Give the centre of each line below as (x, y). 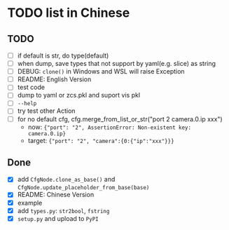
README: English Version (54, 79)
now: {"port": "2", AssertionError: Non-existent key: (109, 127)
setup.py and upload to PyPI (58, 218)
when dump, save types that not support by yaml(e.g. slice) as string (116, 64)
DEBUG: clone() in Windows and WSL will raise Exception (101, 72)
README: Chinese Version (56, 195)
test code (31, 87)
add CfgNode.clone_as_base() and (66, 180)
